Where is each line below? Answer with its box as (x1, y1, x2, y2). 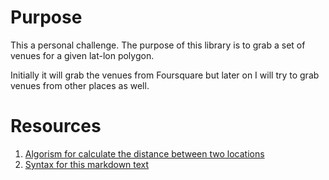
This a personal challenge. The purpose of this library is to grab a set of (10, 39, 306, 51)
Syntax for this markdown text (24, 158, 150, 170)
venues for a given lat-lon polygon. (10, 49, 155, 61)
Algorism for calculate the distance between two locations (24, 147, 265, 160)
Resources (10, 115, 102, 138)
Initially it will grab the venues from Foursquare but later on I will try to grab (10, 69, 320, 81)
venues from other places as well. (10, 79, 150, 91)
